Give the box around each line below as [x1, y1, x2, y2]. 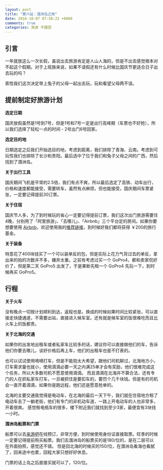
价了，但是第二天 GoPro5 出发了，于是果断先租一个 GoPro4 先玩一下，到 [5, 263, 151, 269]
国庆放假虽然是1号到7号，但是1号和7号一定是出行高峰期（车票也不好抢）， [5, 120, 152, 126]
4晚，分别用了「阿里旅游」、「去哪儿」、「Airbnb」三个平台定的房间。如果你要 [5, 218, 158, 224]
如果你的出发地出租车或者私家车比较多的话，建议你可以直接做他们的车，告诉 [5, 341, 158, 347]
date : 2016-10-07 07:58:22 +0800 [5, 16, 73, 21]
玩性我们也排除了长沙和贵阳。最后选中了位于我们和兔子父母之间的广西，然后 [5, 153, 158, 158]
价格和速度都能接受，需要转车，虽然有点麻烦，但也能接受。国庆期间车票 [5, 185, 149, 191]
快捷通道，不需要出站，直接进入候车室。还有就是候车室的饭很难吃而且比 [13, 314, 158, 320]
